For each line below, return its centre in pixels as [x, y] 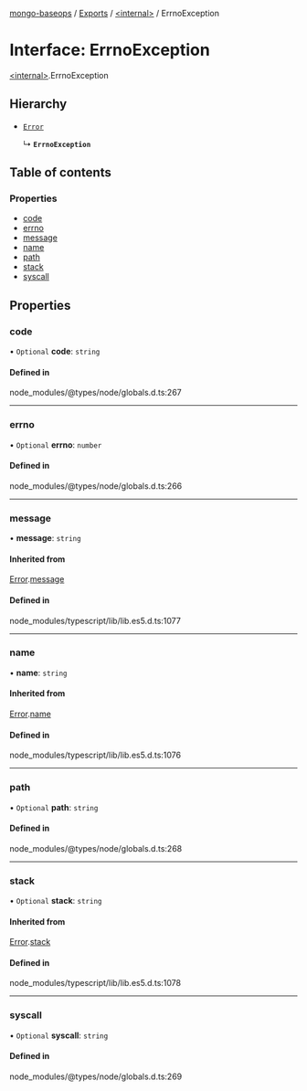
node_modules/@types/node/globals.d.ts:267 [95, 393]
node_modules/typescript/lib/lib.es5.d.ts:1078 [95, 983]
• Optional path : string [54, 807]
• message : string [45, 538]
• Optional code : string [55, 352]
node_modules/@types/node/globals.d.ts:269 [96, 1076]
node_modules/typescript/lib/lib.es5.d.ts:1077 [95, 620]
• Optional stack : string [56, 901]
